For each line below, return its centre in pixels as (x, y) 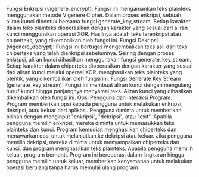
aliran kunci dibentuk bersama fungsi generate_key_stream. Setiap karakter (98, 21)
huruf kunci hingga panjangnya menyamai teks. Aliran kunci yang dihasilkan (99, 91)
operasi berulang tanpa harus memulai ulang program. (73, 167)
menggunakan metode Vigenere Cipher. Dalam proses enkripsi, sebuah (94, 15)
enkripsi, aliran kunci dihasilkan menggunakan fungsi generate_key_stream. (99, 59)
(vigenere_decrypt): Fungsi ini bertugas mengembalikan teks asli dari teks (97, 47)
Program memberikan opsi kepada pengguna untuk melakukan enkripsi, (94, 104)
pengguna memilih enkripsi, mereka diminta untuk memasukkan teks (90, 123)
